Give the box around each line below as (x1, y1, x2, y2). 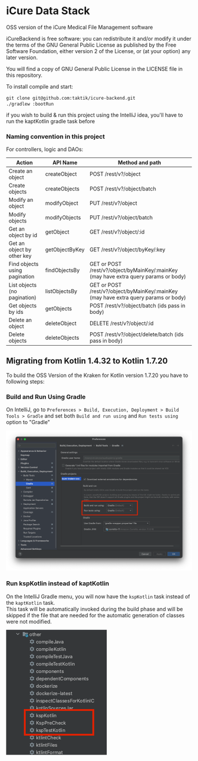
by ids (8, 308, 24, 315)
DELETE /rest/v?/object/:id (89, 320, 154, 327)
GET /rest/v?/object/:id (89, 228, 145, 235)
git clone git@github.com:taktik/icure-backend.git (6, 95, 136, 101)
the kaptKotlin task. (6, 599, 55, 606)
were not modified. (6, 618, 52, 625)
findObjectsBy (45, 267, 80, 274)
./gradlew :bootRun (6, 101, 54, 107)
